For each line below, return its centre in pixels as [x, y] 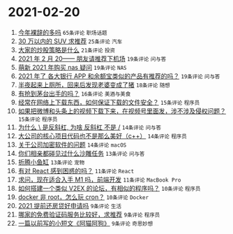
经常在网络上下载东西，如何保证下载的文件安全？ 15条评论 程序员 [109, 102]
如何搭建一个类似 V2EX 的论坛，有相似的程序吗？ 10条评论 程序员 [109, 188]
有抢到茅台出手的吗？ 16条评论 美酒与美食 [74, 93]
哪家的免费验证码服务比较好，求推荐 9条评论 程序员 [89, 214]
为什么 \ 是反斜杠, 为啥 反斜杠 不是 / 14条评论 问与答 [90, 127]
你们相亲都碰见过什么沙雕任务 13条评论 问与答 [81, 153]
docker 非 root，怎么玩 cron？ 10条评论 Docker [83, 197]
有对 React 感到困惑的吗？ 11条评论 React [76, 170]
